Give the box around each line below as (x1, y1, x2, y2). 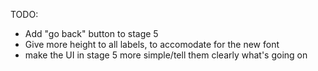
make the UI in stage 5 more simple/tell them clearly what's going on (24, 49, 308, 61)
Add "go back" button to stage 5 (24, 28, 159, 39)
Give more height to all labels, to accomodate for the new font (24, 39, 280, 50)
